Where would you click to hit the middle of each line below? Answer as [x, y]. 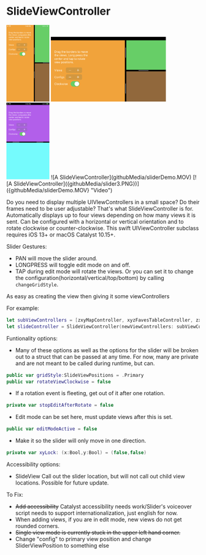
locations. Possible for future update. [62, 483]
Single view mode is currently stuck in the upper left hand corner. [98, 533]
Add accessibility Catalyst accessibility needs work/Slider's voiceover [103, 507]
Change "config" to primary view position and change [83, 539]
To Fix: [15, 495]
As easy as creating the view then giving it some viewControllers [88, 296]
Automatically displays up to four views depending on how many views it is [101, 215]
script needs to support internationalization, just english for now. [97, 513]
